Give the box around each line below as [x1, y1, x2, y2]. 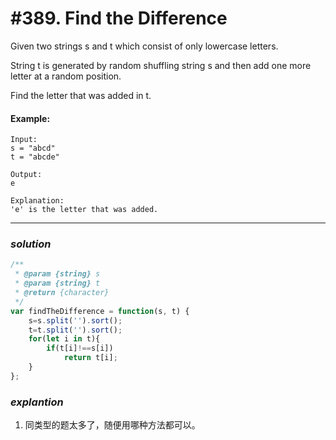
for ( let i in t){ [28, 334, 101, 344]
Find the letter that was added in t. [10, 89, 152, 101]
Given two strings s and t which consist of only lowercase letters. [10, 40, 279, 52]
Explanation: [10, 196, 65, 206]
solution [10, 237, 52, 251]
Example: [10, 112, 51, 124]
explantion [10, 395, 64, 409]
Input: [10, 135, 38, 145]
